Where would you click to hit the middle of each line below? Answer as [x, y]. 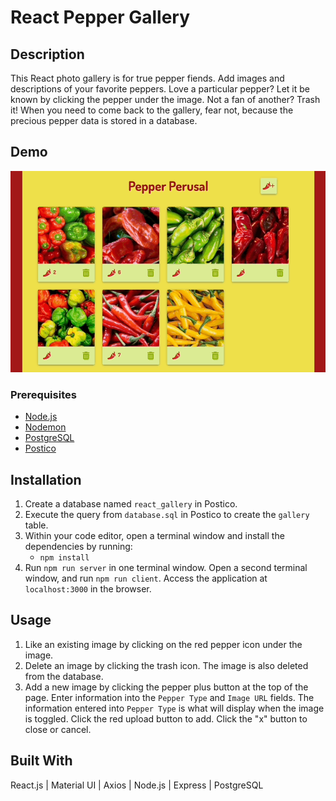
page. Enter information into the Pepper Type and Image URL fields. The [169, 697]
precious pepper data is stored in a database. [104, 120]
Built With [41, 761]
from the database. [64, 676]
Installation [46, 479]
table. [36, 525]
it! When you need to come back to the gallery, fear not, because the [152, 110]
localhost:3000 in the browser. [88, 589]
